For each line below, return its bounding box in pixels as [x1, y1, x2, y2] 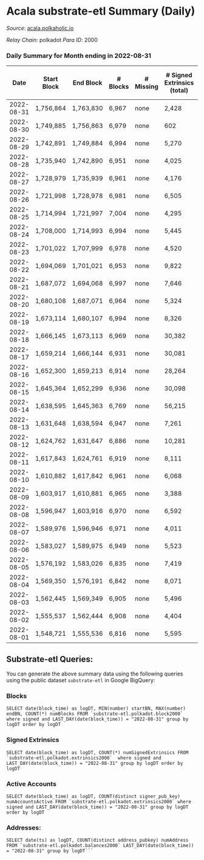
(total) [169, 86, 188, 95]
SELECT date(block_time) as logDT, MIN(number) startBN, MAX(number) [6, 705, 186, 712]
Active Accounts [6, 780, 56, 788]
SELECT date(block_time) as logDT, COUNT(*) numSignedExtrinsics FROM [6, 749, 189, 756]
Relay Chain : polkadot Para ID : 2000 [6, 36, 98, 43]
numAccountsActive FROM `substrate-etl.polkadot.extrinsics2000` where [6, 798, 191, 805]
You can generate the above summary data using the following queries [6, 670, 183, 677]
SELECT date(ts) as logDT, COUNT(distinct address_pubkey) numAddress [6, 837, 189, 844]
